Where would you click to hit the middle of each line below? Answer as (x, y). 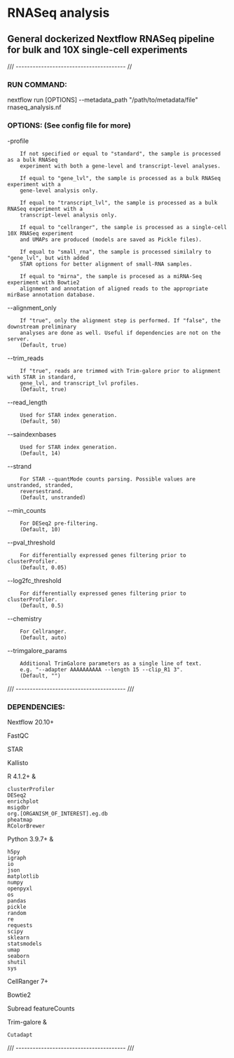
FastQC (18, 735)
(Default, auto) (44, 638)
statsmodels (25, 944)
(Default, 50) (40, 421)
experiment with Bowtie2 (43, 282)
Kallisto (18, 762)
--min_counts (27, 510)
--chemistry (25, 619)
